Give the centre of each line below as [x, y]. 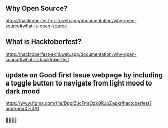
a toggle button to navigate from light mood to [79, 83]
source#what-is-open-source [36, 26]
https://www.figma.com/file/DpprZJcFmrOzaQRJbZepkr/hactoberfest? [79, 103]
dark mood [23, 91]
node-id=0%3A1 [22, 109]
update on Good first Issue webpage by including [84, 75]
